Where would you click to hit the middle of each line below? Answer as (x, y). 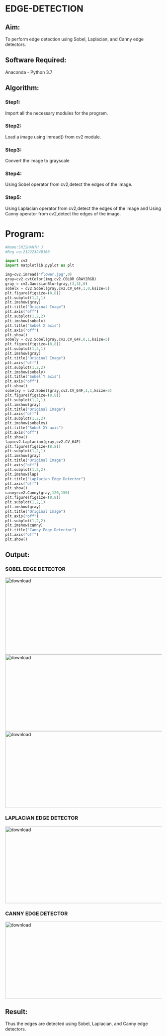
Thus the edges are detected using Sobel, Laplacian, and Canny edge (77, 1024)
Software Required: (36, 60)
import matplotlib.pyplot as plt (40, 265)
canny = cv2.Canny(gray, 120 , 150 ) (38, 493)
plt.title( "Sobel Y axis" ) (33, 377)
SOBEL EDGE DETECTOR (35, 569)
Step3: (13, 149)
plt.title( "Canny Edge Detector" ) (41, 530)
